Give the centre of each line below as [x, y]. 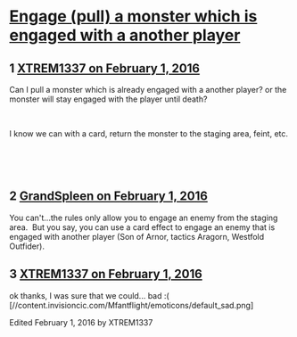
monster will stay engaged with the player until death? [108, 99]
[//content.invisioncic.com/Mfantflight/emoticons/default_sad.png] [132, 305]
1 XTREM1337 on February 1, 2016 [105, 68]
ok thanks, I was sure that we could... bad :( [89, 295]
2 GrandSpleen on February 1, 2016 [108, 197]
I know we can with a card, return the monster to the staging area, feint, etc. [148, 134]
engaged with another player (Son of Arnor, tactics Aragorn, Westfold [137, 236]
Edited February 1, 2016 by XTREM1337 [81, 322]
